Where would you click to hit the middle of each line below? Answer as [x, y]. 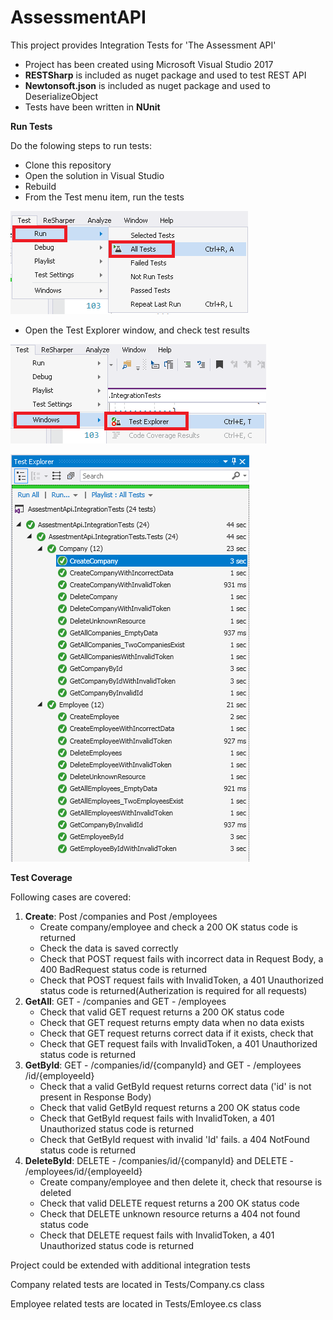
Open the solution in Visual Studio [94, 175]
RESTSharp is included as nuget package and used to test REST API [165, 75]
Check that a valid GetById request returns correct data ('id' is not [175, 1086]
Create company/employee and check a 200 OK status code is [168, 927]
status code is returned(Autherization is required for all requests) [173, 990]
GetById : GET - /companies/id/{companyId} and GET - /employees [163, 1065]
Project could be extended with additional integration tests [130, 1265]
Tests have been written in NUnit [92, 107]
